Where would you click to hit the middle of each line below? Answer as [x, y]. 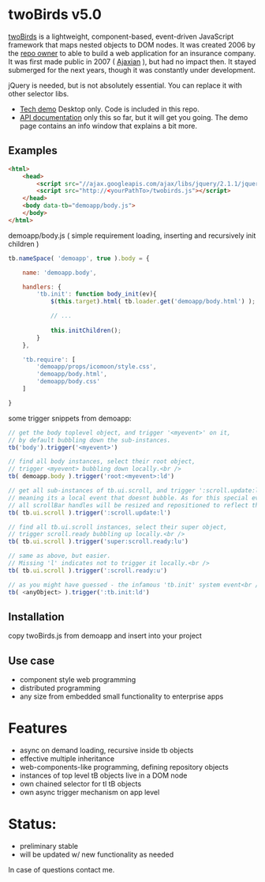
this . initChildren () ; [86, 330]
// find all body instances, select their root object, [102, 462]
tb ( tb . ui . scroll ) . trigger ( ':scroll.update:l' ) [90, 513]
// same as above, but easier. [60, 556]
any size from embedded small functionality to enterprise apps [121, 696]
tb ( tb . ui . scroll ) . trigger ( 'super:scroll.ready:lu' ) [99, 542]
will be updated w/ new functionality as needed [97, 854]
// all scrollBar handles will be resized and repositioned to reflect [128, 505]
